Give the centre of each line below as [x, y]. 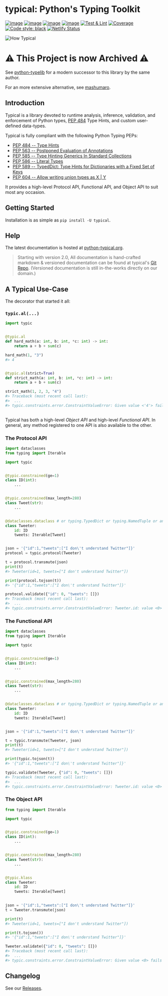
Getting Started [30, 208]
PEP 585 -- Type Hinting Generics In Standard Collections [72, 156]
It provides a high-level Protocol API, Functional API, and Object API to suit [82, 187]
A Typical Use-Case [37, 289]
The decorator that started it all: [38, 301]
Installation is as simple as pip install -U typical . [58, 220]
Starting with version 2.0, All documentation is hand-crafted [79, 258]
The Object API [24, 799]
